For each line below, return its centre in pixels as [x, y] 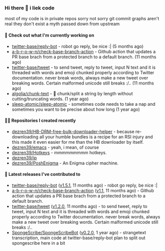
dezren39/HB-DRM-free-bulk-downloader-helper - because [73, 131]
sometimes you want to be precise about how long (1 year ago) [76, 109]
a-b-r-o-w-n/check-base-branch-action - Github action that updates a [84, 51]
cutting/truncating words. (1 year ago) [50, 99]
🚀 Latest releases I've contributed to [42, 174]
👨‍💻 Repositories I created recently [40, 121]
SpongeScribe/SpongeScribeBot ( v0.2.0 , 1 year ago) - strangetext [79, 232]
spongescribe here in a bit [38, 243]
